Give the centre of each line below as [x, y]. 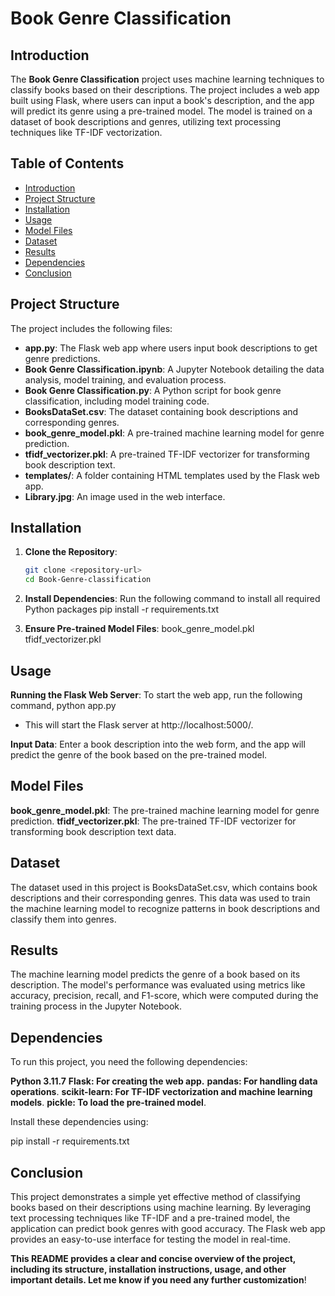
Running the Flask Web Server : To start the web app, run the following [156, 695]
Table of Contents [67, 163]
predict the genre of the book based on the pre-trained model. [139, 755]
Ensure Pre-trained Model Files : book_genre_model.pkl [139, 629]
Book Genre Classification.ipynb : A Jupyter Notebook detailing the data [174, 369]
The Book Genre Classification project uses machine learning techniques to [167, 79]
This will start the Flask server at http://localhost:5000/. [139, 725]
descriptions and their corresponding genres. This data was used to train [160, 898]
